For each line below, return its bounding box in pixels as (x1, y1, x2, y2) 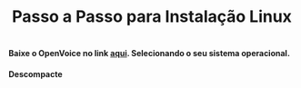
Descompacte (8, 68, 63, 79)
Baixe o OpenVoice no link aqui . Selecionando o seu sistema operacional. (8, 48, 290, 59)
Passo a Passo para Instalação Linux (11, 6, 293, 27)
